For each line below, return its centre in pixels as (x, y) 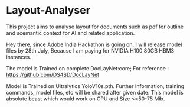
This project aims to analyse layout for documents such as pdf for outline (95, 27)
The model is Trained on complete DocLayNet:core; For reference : (88, 68)
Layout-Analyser (48, 10)
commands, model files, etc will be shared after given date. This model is (95, 92)
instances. (19, 57)
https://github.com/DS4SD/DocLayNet (53, 74)
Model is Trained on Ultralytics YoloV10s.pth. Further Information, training (95, 86)
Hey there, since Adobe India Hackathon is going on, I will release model (94, 44)
